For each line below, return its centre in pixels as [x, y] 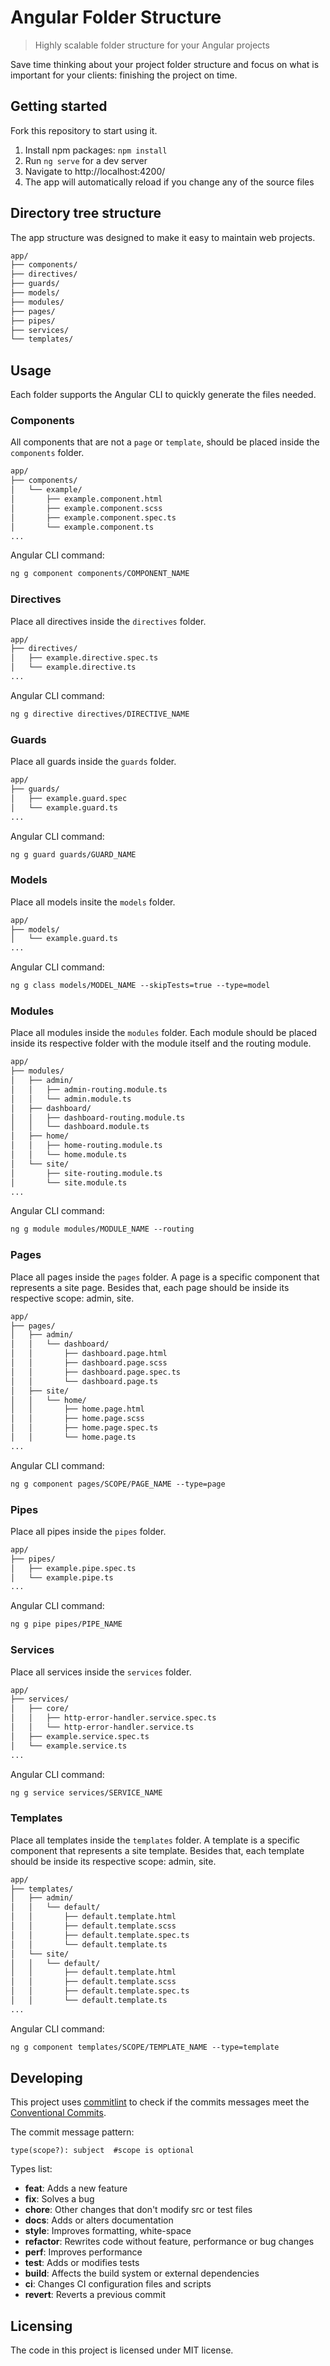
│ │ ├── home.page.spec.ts [84, 1428]
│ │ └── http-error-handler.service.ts [102, 1727]
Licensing [41, 2326]
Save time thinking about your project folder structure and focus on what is [165, 64]
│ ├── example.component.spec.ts [93, 517]
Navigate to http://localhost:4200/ [95, 171]
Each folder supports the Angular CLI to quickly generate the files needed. [163, 395]
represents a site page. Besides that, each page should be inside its [150, 1287]
